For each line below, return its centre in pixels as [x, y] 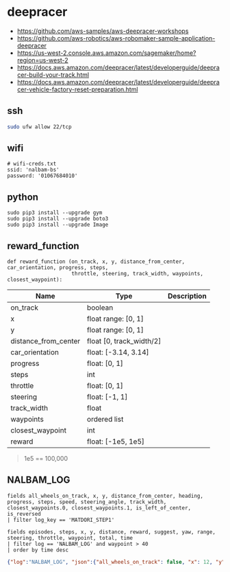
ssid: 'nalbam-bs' [33, 170]
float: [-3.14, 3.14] [118, 352]
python [23, 197]
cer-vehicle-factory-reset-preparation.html [77, 89]
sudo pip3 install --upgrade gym [55, 213]
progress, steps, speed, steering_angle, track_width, [87, 502]
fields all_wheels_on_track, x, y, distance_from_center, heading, [105, 496]
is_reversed [24, 514]
